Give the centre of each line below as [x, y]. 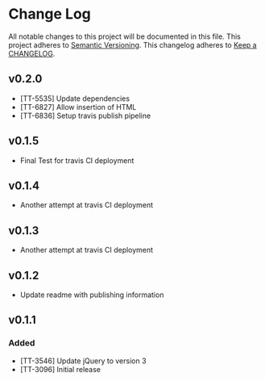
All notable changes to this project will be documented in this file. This [125, 36]
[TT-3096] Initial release [60, 369]
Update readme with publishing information [92, 295]
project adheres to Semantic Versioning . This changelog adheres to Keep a [132, 44]
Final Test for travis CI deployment [77, 160]
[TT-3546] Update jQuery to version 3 [83, 361]
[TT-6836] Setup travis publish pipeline [85, 115]
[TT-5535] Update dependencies [75, 98]
